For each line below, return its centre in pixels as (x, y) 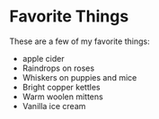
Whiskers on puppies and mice (79, 77)
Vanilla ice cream (54, 106)
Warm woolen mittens (62, 97)
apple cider (43, 58)
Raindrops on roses (58, 68)
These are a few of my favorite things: (79, 41)
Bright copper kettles (61, 87)
